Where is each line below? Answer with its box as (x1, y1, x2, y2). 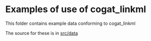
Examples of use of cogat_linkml (5, 4, 146, 15)
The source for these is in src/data (5, 30, 78, 36)
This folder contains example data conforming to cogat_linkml (5, 20, 136, 26)
